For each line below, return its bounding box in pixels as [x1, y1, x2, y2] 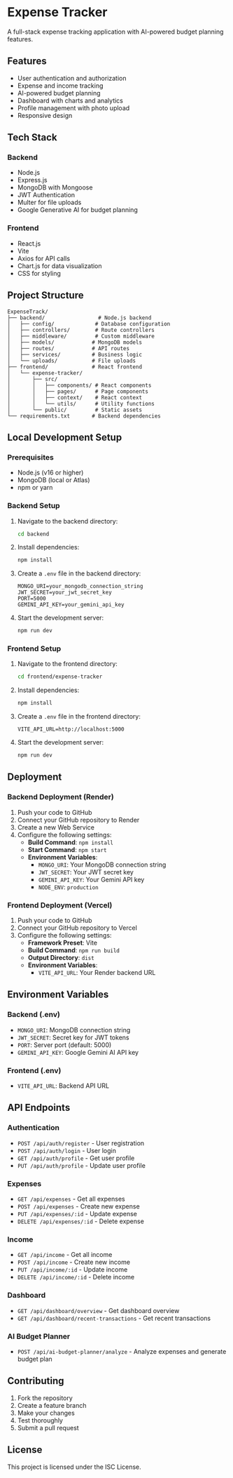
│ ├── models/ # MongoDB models [7, 338, 142, 346]
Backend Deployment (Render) [7, 792, 114, 802]
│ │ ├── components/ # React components [7, 382, 152, 389]
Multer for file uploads [17, 198, 82, 207]
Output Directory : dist [27, 954, 94, 962]
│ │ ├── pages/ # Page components [7, 387, 149, 395]
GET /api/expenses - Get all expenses [17, 1194, 125, 1204]
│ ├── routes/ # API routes [7, 345, 130, 352]
